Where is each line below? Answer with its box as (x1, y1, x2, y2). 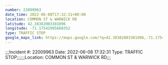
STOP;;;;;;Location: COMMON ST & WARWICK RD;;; (5, 54, 111, 60)
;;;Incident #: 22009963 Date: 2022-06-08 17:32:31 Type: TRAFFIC (5, 48, 143, 55)
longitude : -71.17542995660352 (5, 26, 70, 31)
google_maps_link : (5, 35, 43, 40)
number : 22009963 (5, 7, 41, 12)
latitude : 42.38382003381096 (5, 21, 66, 26)
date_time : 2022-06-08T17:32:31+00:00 (5, 12, 86, 17)
